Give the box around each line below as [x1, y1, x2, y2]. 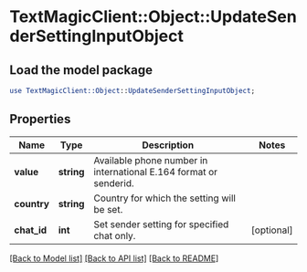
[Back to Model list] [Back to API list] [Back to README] [9, 253, 219, 264]
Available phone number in [93, 153, 208, 166]
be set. [93, 203, 123, 215]
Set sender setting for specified [93, 217, 229, 230]
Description [141, 139, 195, 152]
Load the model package [9, 62, 153, 78]
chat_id [14, 224, 48, 236]
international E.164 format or [93, 165, 217, 178]
